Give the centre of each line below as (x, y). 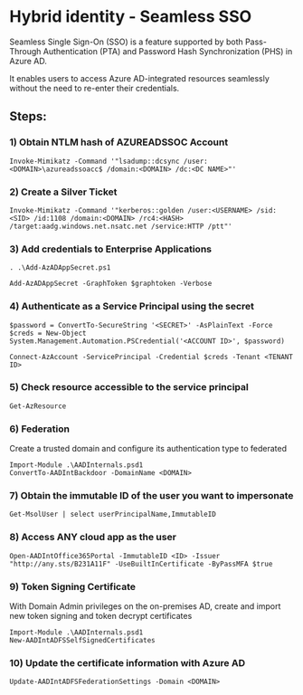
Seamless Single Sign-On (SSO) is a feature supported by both (126, 42)
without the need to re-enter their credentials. (95, 88)
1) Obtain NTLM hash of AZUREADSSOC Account (119, 142)
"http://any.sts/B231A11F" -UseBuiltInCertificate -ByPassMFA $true (141, 564)
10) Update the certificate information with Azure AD (128, 662)
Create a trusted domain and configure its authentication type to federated (148, 449)
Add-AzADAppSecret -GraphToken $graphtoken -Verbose (111, 284)
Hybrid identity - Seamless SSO (131, 17)
